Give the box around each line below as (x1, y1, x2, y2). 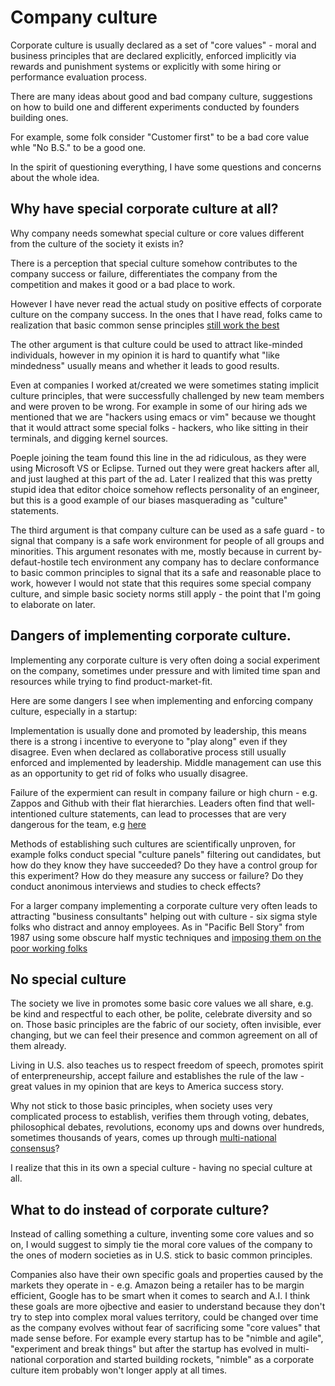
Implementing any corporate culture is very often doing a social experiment (10, 654, 321, 666)
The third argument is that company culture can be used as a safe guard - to (10, 524, 325, 536)
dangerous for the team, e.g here (10, 818, 147, 830)
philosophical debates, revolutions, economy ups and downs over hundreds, (10, 1121, 325, 1133)
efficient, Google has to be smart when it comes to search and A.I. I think (10, 1290, 311, 1302)
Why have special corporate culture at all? (10, 201, 279, 218)
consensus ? (10, 1142, 60, 1155)
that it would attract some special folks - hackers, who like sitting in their (10, 421, 309, 433)
